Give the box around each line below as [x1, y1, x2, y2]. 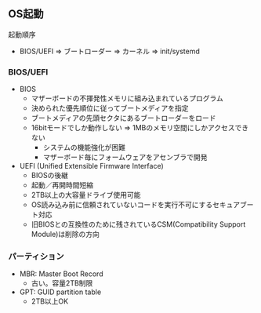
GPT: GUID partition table [19, 287, 102, 297]
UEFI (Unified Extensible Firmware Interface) [19, 162, 164, 171]
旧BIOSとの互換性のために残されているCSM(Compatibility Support [31, 220, 246, 229]
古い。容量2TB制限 [31, 278, 93, 288]
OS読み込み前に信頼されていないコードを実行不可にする [31, 200, 213, 209]
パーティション [8, 251, 64, 262]
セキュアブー [212, 200, 254, 209]
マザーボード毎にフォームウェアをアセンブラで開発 [42, 152, 208, 162]
